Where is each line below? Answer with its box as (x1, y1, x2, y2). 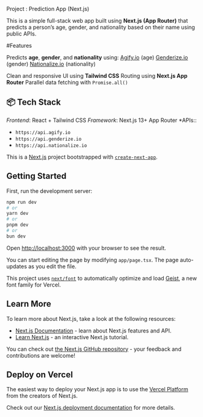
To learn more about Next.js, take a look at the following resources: (6, 315, 176, 322)
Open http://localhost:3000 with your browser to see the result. (6, 244, 167, 252)
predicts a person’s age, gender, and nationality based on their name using (6, 24, 195, 31)
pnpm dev (6, 222, 29, 228)
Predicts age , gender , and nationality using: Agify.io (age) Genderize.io (6, 54, 188, 61)
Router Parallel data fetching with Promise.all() (6, 79, 128, 86)
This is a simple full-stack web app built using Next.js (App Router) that (6, 17, 188, 24)
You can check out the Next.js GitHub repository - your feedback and (6, 345, 182, 353)
